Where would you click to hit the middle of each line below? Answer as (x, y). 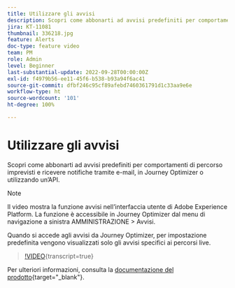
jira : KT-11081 (29, 27)
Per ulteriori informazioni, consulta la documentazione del (91, 269)
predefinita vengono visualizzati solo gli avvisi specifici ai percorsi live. (109, 243)
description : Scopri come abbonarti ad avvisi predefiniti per (101, 20)
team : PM (20, 53)
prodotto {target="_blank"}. (46, 277)
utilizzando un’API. (34, 180)
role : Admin (24, 59)
